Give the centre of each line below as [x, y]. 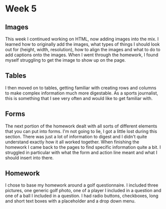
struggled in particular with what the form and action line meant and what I [81, 152]
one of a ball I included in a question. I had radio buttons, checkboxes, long [82, 196]
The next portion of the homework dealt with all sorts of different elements [81, 126]
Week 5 [21, 9]
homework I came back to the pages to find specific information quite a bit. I [83, 147]
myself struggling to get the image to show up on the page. [66, 60]
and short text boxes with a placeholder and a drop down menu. [70, 201]
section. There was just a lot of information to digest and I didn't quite [76, 136]
